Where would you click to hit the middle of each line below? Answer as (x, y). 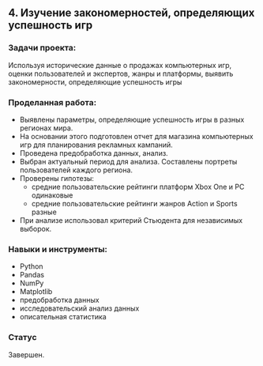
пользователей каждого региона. (76, 170)
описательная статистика (63, 317)
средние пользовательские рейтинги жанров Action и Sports (135, 203)
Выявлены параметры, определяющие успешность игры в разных (132, 119)
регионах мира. (46, 128)
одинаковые (52, 195)
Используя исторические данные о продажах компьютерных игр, (120, 65)
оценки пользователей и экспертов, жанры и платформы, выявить (121, 74)
